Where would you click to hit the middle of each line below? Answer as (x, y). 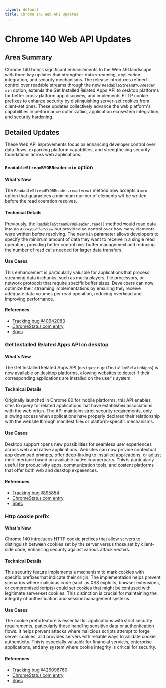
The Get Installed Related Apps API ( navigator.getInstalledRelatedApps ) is (82, 368)
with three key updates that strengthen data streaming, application (73, 75)
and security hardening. (29, 117)
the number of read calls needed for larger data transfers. (64, 250)
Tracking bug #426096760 (40, 670)
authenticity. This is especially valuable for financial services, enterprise (79, 642)
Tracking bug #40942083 (39, 321)
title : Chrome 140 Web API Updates (42, 14)
